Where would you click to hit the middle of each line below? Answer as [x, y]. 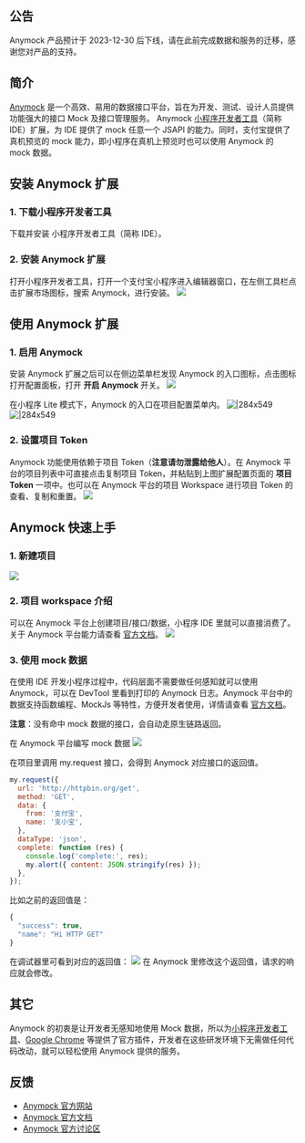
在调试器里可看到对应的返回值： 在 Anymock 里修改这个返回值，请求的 [148, 961]
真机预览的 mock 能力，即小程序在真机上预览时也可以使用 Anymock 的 [142, 140]
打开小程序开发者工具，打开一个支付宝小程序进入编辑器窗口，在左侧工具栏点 [153, 281]
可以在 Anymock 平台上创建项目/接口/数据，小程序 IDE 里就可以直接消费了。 [152, 622]
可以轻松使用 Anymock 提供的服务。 [117, 1051]
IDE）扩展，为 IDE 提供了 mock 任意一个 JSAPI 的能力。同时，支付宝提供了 [150, 130]
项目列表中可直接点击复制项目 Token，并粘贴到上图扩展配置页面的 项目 [159, 473]
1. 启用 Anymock [46, 352]
